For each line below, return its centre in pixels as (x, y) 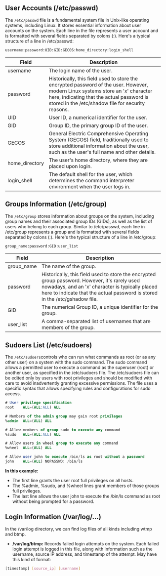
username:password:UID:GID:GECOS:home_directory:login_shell (69, 50)
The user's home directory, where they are (98, 160)
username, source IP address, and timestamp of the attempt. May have (84, 554)
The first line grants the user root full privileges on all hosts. (73, 480)
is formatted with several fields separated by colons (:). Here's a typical (78, 36)
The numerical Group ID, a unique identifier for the (100, 307)
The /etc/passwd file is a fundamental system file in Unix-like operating (77, 20)
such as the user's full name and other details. (102, 152)
